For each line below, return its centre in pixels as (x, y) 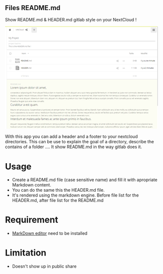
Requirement (32, 220)
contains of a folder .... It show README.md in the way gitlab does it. (73, 147)
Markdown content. (32, 185)
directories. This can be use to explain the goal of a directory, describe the (80, 142)
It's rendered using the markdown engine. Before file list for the (75, 195)
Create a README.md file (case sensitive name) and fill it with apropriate (85, 180)
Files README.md (33, 8)
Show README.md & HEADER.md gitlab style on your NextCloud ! (71, 19)
